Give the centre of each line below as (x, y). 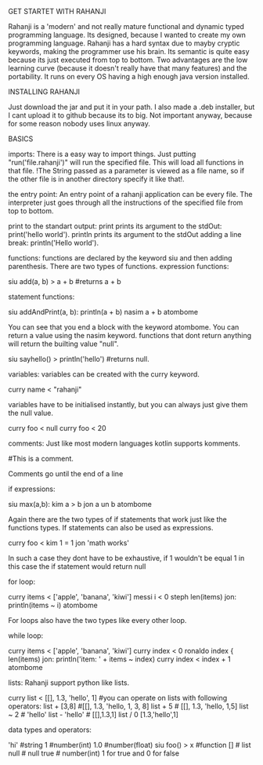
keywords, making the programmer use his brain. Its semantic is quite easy (129, 51)
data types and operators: (50, 730)
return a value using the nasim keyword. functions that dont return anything (130, 335)
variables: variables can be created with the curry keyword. (104, 374)
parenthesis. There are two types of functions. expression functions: (119, 266)
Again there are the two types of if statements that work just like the (117, 519)
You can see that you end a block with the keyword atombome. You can (124, 327)
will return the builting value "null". (63, 344)
